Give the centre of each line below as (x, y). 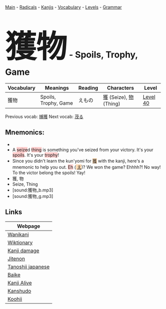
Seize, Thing (25, 184)
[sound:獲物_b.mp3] (33, 190)
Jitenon (16, 258)
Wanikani (18, 234)
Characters (121, 88)
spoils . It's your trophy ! (36, 155)
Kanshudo (19, 291)
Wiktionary (20, 243)
